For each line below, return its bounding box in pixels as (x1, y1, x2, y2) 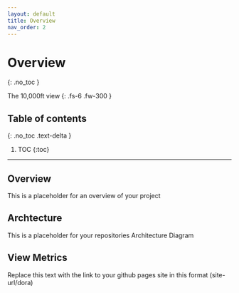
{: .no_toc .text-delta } (7, 131, 72, 140)
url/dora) (7, 278, 33, 287)
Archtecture (7, 212, 63, 225)
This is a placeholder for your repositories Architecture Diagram (7, 231, 194, 240)
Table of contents (7, 112, 87, 125)
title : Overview (7, 17, 55, 24)
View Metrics (7, 252, 68, 264)
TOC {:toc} (17, 145, 50, 154)
